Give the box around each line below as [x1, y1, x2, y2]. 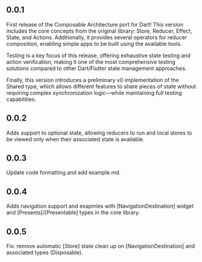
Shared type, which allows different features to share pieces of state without [6, 83, 196, 90]
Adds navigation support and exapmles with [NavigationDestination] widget [6, 202, 194, 210]
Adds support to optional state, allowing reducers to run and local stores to [6, 129, 192, 136]
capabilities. [6, 95, 36, 103]
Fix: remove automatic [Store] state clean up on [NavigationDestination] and [6, 243, 195, 250]
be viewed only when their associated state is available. [6, 135, 145, 142]
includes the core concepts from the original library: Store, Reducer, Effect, [6, 27, 193, 34]
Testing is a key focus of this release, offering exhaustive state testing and [6, 51, 191, 59]
